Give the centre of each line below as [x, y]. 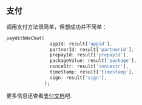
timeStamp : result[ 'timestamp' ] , [92, 72]
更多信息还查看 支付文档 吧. [39, 95]
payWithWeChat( [25, 38]
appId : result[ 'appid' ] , [81, 44]
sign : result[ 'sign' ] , [78, 78]
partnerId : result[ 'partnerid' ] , [92, 49]
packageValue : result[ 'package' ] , [93, 61]
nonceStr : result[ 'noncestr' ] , [89, 66]
